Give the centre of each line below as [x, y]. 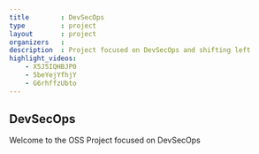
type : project [53, 26]
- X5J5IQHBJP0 [51, 67]
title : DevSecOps [57, 17]
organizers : [37, 42]
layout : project [53, 34]
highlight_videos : [43, 58]
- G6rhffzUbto [51, 83]
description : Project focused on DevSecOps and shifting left [130, 50]
